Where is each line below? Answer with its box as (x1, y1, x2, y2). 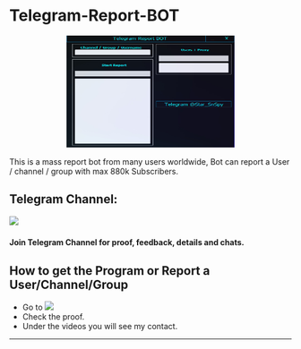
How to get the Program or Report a (9, 263, 211, 278)
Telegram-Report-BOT (9, 5, 180, 26)
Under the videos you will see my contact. (21, 321, 178, 332)
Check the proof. (21, 311, 85, 322)
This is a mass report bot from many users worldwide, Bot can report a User (9, 156, 290, 166)
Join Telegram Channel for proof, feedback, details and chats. (9, 237, 245, 248)
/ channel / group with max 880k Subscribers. (9, 166, 179, 176)
